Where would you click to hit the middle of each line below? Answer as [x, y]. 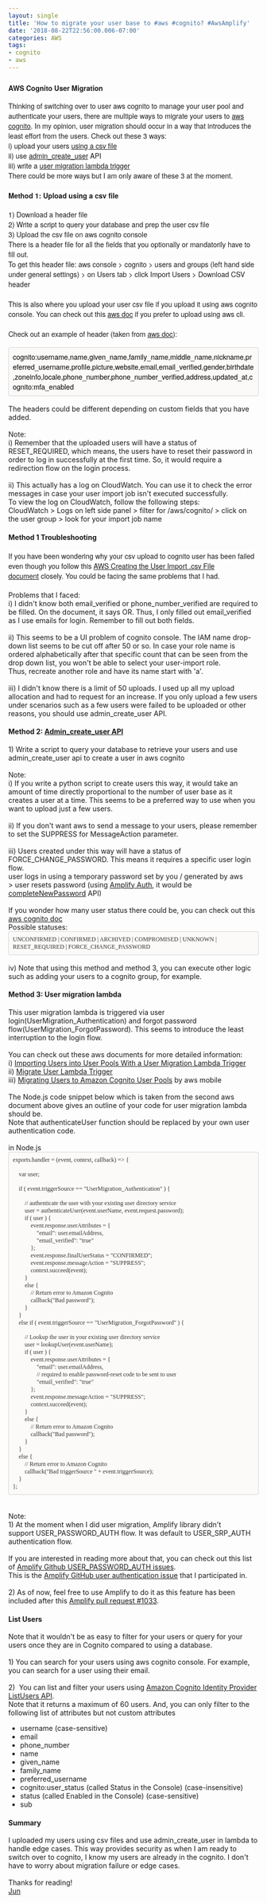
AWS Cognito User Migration [56, 88]
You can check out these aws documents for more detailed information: [126, 1054]
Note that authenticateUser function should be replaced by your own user [129, 1122]
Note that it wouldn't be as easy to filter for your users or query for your [126, 1637]
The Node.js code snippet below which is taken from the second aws [121, 1097]
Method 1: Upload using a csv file [64, 195]
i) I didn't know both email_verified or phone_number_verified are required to [133, 603]
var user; [29, 1174]
